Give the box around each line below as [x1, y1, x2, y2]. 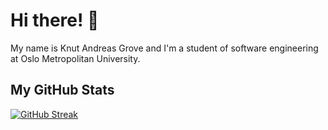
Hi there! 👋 [10, 9, 100, 32]
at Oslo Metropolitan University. [10, 52, 141, 64]
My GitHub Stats [10, 82, 115, 99]
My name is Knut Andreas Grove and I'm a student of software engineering [10, 42, 319, 54]
